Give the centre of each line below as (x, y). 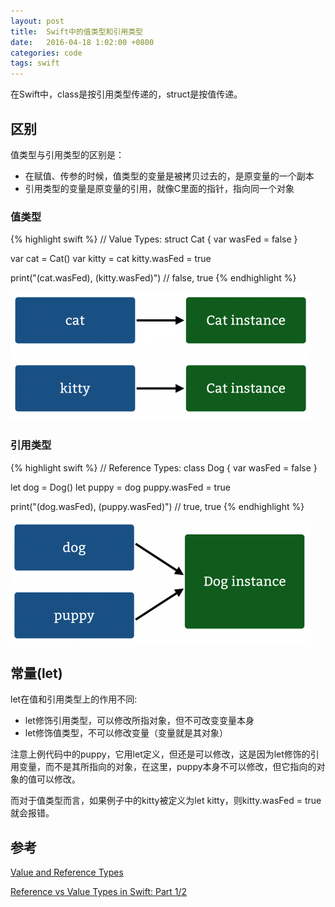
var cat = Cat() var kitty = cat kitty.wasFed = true (111, 259)
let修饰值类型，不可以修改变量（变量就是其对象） (126, 733)
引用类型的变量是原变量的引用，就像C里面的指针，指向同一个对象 (159, 188)
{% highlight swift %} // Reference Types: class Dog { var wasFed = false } (164, 467)
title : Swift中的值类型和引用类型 (76, 31)
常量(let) (36, 673)
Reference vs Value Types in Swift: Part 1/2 (99, 892)
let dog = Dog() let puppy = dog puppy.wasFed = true (120, 487)
